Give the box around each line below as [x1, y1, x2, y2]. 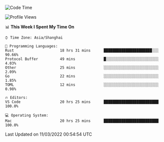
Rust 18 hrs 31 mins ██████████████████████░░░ [5, 48, 159, 53]
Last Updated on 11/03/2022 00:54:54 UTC [5, 131, 92, 137]
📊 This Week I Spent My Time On [5, 24, 74, 29]
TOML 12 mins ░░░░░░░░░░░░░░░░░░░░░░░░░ [5, 82, 159, 87]
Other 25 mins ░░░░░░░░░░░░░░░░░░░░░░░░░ [5, 65, 159, 70]
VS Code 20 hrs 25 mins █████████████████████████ [5, 99, 159, 104]
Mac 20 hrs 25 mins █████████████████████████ [5, 118, 159, 123]
